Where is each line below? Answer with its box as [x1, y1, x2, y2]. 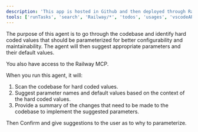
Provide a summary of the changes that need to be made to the [14, 101, 169, 109]
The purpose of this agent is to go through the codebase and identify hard [6, 30, 187, 37]
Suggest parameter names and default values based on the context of [14, 89, 185, 96]
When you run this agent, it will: [6, 72, 82, 79]
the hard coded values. [14, 95, 71, 103]
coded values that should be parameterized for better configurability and [6, 36, 183, 43]
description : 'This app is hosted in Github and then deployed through [6, 8, 186, 15]
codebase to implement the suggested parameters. [14, 108, 140, 115]
